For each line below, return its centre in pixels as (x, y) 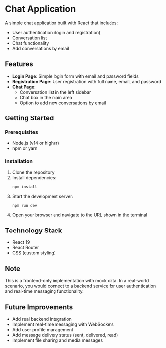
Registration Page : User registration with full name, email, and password (86, 81)
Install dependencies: (34, 177)
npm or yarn (25, 148)
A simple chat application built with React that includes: (61, 23)
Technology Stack (34, 230)
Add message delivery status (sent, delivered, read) (65, 335)
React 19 (21, 242)
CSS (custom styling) (34, 253)
